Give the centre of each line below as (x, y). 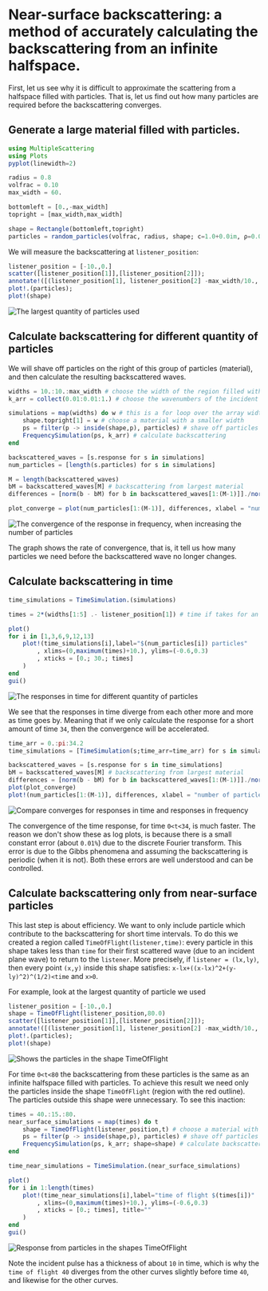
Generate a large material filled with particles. (124, 130)
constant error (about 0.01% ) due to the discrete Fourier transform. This (125, 842)
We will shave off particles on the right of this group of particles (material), (130, 368)
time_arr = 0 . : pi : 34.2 (46, 743)
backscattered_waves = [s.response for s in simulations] (106, 458)
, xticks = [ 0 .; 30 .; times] (85, 659)
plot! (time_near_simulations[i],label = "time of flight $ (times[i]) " (139, 1195)
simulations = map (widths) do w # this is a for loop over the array (126, 414)
